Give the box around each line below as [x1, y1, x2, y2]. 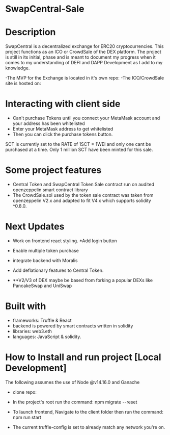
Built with [5, 300, 46, 312]
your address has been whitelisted [12, 120, 85, 126]
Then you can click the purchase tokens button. [12, 131, 113, 138]
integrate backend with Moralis [12, 257, 78, 263]
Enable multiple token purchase [12, 247, 79, 253]
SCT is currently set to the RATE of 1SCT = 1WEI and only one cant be [5, 141, 151, 147]
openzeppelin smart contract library [12, 187, 88, 193]
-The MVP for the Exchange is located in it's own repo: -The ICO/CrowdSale [5, 75, 164, 81]
